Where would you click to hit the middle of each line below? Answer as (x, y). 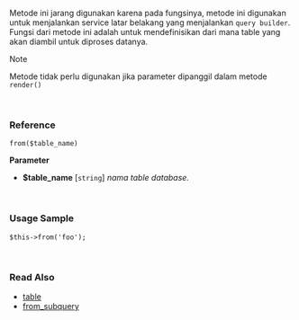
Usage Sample (42, 218)
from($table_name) (44, 144)
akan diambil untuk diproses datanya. (79, 41)
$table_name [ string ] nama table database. (105, 178)
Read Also (32, 277)
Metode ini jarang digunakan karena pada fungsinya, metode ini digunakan (148, 13)
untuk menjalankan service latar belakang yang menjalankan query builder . (150, 22)
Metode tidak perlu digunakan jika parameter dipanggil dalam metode (138, 76)
